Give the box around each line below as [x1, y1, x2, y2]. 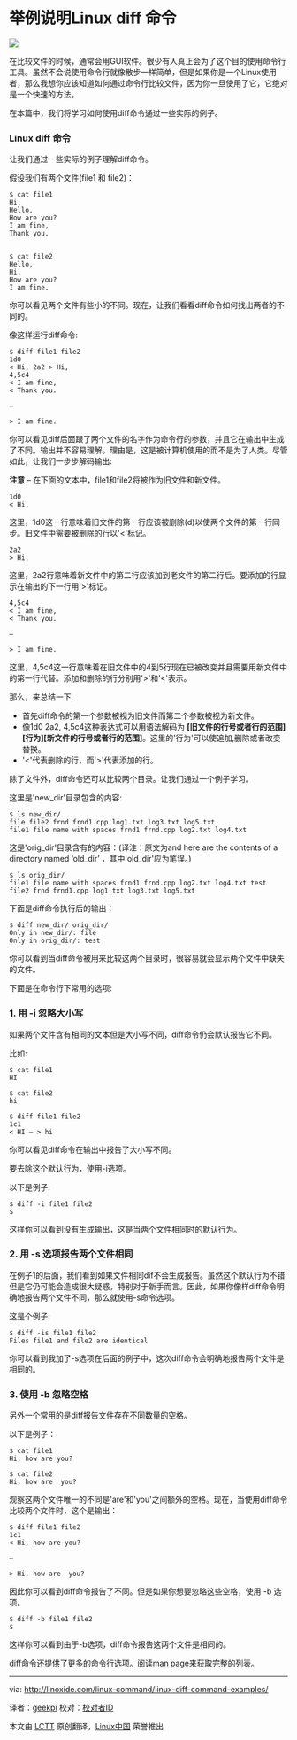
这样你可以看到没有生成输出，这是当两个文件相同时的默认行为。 [9, 1224, 241, 1234]
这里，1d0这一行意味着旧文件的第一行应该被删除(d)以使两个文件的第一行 [9, 517, 272, 528]
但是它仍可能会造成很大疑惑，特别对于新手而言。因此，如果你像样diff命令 [9, 1280, 277, 1291]
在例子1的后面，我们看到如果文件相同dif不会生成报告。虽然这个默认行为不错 [9, 1270, 286, 1280]
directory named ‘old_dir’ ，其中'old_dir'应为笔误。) [9, 854, 192, 864]
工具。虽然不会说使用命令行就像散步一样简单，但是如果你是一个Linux [9, 66, 262, 77]
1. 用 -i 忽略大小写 [9, 1007, 84, 1019]
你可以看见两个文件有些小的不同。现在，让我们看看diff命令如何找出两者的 [9, 300, 277, 311]
